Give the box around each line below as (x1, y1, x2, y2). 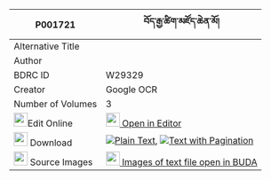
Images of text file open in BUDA (122, 156, 258, 168)
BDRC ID (13, 69, 51, 81)
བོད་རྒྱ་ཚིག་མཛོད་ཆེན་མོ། (143, 15, 220, 27)
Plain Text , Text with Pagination (114, 134, 254, 146)
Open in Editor (122, 117, 182, 129)
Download (29, 137, 73, 149)
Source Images (29, 156, 93, 168)
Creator (13, 83, 46, 96)
